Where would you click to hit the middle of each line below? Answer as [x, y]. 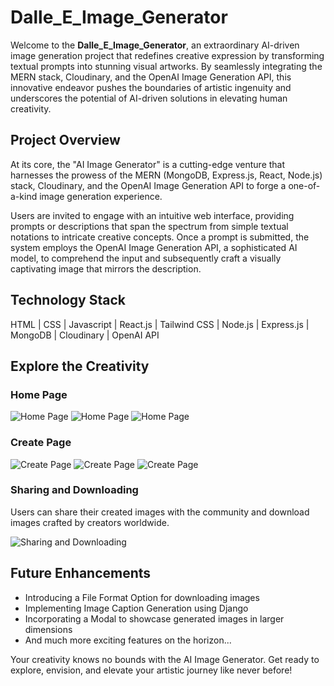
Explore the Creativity [80, 366]
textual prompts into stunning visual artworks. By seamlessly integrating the [166, 66]
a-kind [24, 196]
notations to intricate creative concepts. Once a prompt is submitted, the [160, 237]
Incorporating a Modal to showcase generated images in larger [154, 618]
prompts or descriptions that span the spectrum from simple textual [149, 226]
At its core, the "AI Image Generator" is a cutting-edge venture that [148, 164]
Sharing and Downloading [74, 490]
